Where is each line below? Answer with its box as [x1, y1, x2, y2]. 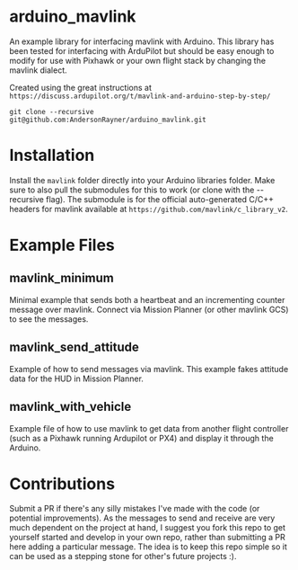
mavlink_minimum [9, 271, 115, 286]
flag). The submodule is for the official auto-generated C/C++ [46, 193, 275, 204]
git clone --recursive [9, 107, 94, 116]
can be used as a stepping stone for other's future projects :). [9, 551, 237, 562]
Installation [9, 146, 95, 165]
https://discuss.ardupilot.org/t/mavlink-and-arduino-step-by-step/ [9, 92, 271, 101]
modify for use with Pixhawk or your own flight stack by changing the [9, 55, 267, 66]
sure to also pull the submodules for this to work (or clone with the [9, 184, 255, 195]
